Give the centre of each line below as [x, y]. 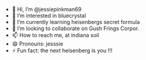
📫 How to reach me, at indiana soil [56, 35]
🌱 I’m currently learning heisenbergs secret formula [76, 22]
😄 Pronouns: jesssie [37, 44]
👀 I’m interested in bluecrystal [49, 16]
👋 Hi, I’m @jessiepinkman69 [47, 9]
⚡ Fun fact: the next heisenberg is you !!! [62, 50]
